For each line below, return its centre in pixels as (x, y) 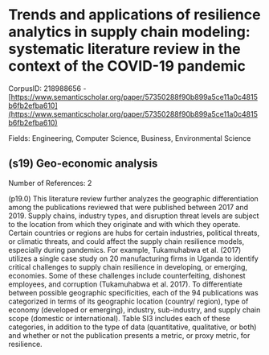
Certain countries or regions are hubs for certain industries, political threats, (134, 233)
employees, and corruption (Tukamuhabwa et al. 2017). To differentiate (125, 284)
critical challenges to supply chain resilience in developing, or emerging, (128, 266)
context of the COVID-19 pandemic (127, 66)
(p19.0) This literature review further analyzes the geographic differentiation (133, 198)
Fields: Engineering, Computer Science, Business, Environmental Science (130, 138)
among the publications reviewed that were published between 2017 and (128, 207)
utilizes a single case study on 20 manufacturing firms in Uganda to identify (133, 258)
